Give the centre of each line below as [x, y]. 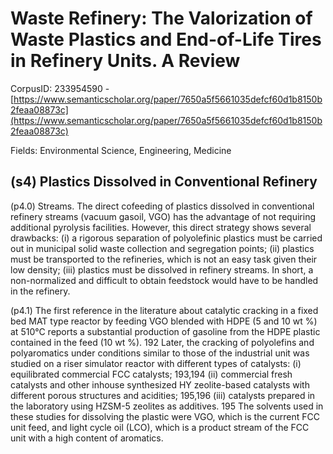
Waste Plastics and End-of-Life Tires [166, 39]
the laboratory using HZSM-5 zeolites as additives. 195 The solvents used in [167, 406]
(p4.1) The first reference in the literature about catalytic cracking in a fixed [164, 310]
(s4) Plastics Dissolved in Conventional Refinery [164, 182]
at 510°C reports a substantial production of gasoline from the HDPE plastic [165, 331]
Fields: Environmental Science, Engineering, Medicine [121, 150]
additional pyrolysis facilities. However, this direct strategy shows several [161, 227]
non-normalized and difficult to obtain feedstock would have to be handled [164, 280]
